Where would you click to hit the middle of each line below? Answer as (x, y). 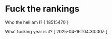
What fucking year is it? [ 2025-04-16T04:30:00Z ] (56, 31)
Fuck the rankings (42, 9)
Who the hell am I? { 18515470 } (37, 22)
